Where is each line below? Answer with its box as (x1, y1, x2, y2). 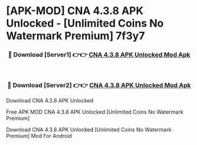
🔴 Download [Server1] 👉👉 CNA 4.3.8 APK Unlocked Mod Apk (8, 51, 191, 59)
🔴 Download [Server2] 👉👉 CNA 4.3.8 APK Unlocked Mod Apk (7, 81, 191, 90)
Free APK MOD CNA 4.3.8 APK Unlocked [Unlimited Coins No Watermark (6, 108, 184, 116)
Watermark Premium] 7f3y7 (6, 29, 145, 42)
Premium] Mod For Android (6, 132, 73, 139)
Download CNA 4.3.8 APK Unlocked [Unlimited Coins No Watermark (6, 126, 172, 133)
